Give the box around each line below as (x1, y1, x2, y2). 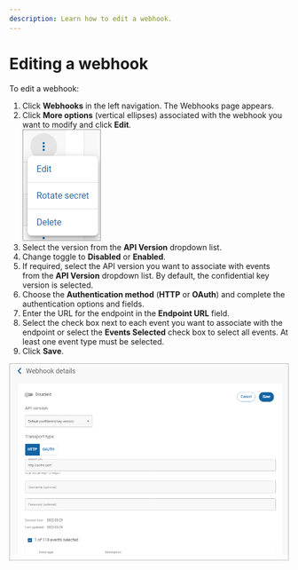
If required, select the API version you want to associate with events (21, 260, 271, 271)
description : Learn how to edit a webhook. (9, 14, 173, 23)
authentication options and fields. (21, 298, 145, 309)
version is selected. (21, 280, 94, 290)
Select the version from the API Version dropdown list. (21, 241, 223, 252)
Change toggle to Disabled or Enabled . (21, 251, 166, 262)
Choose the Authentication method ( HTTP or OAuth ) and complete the (21, 289, 286, 299)
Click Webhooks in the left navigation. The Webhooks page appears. (21, 100, 275, 111)
